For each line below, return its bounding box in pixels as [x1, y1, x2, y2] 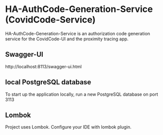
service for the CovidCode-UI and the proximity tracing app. [5, 36, 129, 42]
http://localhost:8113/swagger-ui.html [5, 63, 82, 69]
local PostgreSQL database [5, 78, 91, 87]
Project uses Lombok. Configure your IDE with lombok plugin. [5, 124, 132, 130]
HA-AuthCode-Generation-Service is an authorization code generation [5, 30, 151, 36]
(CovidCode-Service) [5, 14, 96, 25]
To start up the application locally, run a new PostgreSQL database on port [5, 91, 159, 97]
